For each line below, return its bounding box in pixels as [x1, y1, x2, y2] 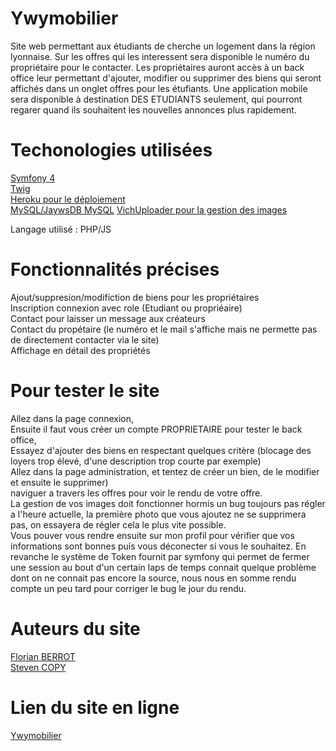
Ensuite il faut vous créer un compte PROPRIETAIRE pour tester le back [10, 423, 303, 435]
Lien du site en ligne [10, 696, 180, 719]
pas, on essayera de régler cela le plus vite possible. [10, 518, 227, 531]
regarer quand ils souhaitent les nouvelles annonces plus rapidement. [10, 103, 297, 116]
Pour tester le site [10, 380, 160, 402]
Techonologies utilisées [10, 139, 213, 162]
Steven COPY [10, 661, 67, 673]
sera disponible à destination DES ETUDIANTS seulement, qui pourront [10, 93, 303, 105]
